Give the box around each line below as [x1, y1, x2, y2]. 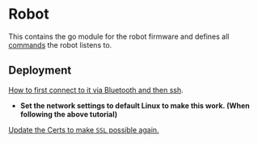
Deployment [8, 64, 72, 78]
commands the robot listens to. [8, 40, 112, 49]
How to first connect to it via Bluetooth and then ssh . [8, 85, 184, 95]
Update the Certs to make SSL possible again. [8, 124, 159, 134]
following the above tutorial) [19, 109, 118, 119]
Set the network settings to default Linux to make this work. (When [19, 100, 250, 110]
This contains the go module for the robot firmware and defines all [8, 32, 230, 41]
